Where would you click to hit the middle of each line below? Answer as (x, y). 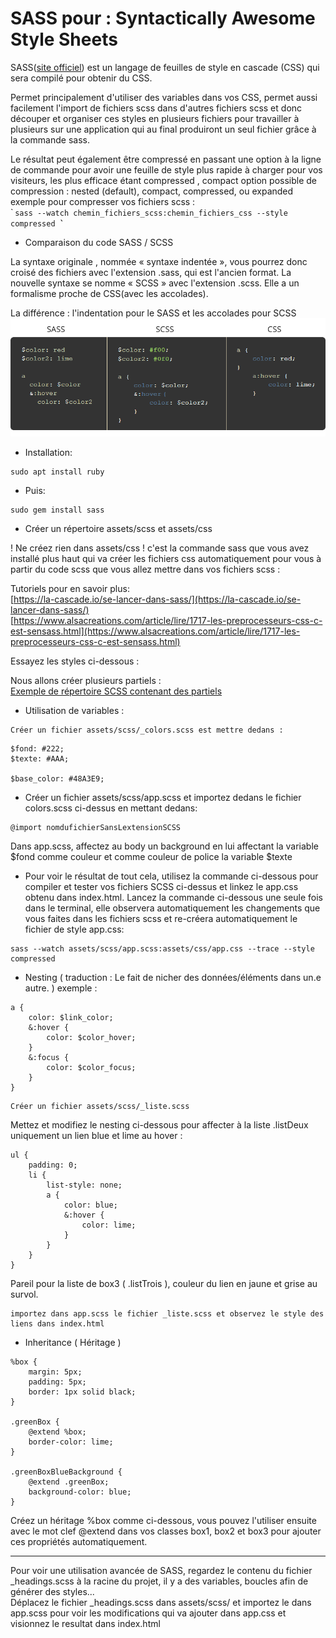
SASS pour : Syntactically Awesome (163, 18)
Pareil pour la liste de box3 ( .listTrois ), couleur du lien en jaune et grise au (164, 1284)
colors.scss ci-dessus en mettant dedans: (111, 808)
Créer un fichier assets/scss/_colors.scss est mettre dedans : (147, 730)
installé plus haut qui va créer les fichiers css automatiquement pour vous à (166, 559)
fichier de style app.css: (74, 929)
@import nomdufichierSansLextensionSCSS (96, 828)
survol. (24, 1294)
